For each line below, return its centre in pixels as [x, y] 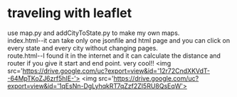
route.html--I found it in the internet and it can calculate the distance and [114, 56]
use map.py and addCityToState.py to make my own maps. [94, 33]
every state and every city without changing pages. [83, 48]
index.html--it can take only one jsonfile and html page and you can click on [118, 40]
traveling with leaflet [70, 13]
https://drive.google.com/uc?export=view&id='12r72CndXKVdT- [116, 71]
